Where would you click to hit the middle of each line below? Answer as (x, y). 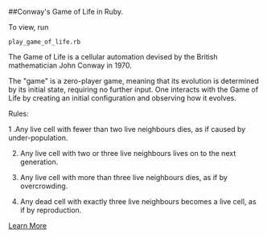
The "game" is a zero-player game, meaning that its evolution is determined (133, 81)
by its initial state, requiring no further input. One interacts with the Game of (133, 89)
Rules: (19, 113)
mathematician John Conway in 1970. (70, 65)
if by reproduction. (51, 210)
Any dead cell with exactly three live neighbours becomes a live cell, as (138, 201)
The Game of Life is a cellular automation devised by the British (113, 57)
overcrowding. (44, 186)
